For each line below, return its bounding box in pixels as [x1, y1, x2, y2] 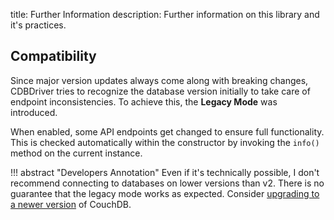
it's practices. [10, 19, 67, 31]
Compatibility [10, 48, 97, 65]
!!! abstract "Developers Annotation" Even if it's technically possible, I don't [10, 166, 320, 178]
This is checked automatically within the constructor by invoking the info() [10, 136, 320, 148]
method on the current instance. [10, 147, 143, 159]
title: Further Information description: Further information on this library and [10, 9, 320, 20]
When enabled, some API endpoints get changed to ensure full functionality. [10, 125, 325, 138]
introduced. [10, 106, 58, 118]
